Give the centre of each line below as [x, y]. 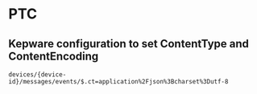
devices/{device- [37, 75]
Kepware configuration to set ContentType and [129, 44]
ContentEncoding [54, 56]
